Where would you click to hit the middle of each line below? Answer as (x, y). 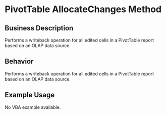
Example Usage (30, 95)
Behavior (19, 62)
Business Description (39, 28)
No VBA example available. (33, 107)
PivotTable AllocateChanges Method (83, 9)
